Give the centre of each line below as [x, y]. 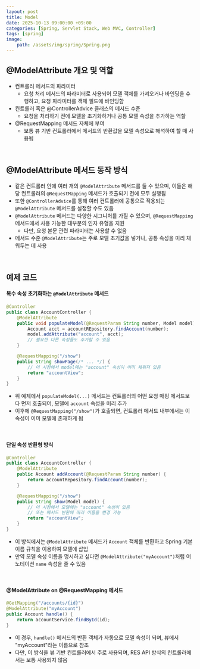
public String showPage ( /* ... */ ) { [64, 362]
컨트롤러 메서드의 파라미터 [45, 86]
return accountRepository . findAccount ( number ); [87, 480]
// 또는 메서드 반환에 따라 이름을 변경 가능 [74, 513]
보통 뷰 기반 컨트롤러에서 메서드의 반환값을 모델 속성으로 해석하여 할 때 [105, 130]
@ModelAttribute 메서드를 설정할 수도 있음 [64, 208]
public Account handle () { [40, 614]
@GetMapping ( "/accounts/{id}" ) [45, 603]
